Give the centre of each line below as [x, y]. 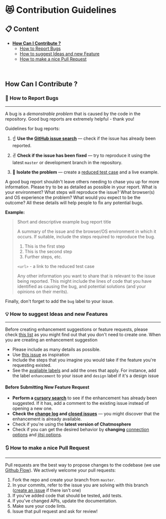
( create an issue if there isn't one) [47, 490]
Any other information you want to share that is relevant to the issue [86, 276]
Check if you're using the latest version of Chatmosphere [72, 424]
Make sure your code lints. [39, 506]
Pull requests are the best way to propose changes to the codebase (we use [83, 465]
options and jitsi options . [37, 435]
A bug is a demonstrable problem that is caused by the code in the [73, 114]
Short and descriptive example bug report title [64, 221]
